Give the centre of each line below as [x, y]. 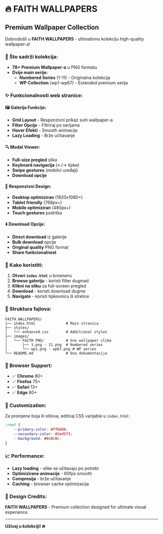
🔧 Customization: [26, 405]
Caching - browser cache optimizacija [50, 484]
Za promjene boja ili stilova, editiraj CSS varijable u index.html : [67, 416]
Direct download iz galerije [39, 237]
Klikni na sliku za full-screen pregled [49, 286]
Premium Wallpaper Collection [52, 27]
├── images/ [17, 336]
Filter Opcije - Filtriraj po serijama [46, 125]
